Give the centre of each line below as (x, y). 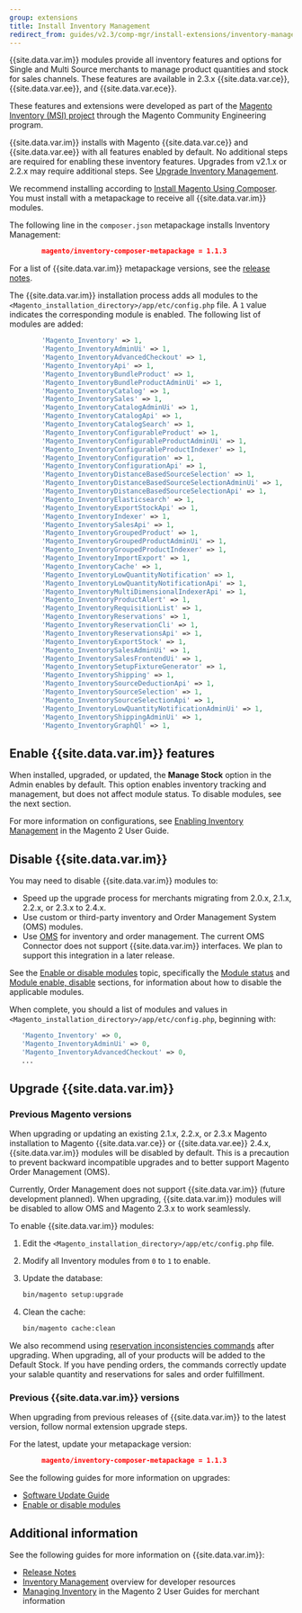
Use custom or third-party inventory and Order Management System (149, 917)
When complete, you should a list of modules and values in (118, 1009)
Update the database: (62, 1278)
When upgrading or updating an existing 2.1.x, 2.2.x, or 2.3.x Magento (138, 1134)
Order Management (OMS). (60, 1172)
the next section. (40, 804)
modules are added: (46, 324)
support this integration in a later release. (98, 955)
